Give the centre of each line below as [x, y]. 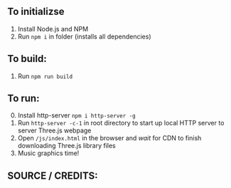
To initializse [36, 12]
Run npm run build [45, 76]
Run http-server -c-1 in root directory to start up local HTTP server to [121, 123]
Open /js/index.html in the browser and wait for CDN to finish [109, 138]
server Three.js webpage [54, 130]
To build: [27, 59]
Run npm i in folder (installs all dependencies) [84, 36]
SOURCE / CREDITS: [53, 176]
